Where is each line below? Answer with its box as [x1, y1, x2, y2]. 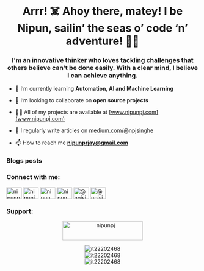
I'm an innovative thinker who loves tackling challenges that [12, 56, 194, 65]
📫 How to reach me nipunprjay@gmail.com [15, 139, 128, 146]
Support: [6, 207, 34, 216]
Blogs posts [6, 157, 43, 165]
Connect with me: [6, 173, 60, 181]
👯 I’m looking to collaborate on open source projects [15, 97, 148, 104]
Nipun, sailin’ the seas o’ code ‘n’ [17, 21, 188, 35]
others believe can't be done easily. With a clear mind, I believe [7, 64, 199, 72]
